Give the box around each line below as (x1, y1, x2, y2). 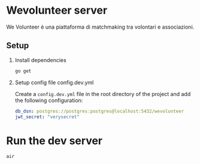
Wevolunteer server (6, 4, 108, 17)
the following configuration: (14, 97, 83, 104)
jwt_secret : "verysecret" (14, 114, 80, 120)
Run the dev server (6, 134, 103, 147)
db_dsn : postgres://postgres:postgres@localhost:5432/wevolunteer (14, 108, 184, 114)
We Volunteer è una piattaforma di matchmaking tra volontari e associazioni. (6, 23, 195, 30)
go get (14, 68, 32, 74)
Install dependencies (14, 56, 67, 63)
